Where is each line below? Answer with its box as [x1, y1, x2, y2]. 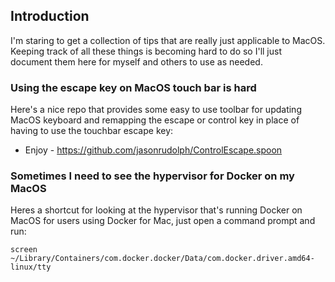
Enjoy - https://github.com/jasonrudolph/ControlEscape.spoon [24, 144, 283, 156]
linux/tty [10, 262, 52, 273]
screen [10, 245, 38, 255]
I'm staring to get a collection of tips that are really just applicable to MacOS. [10, 34, 326, 46]
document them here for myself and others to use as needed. [10, 55, 263, 68]
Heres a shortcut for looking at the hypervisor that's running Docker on [10, 204, 303, 216]
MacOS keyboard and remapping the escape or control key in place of [10, 114, 300, 126]
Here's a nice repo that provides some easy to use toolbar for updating [10, 104, 302, 116]
